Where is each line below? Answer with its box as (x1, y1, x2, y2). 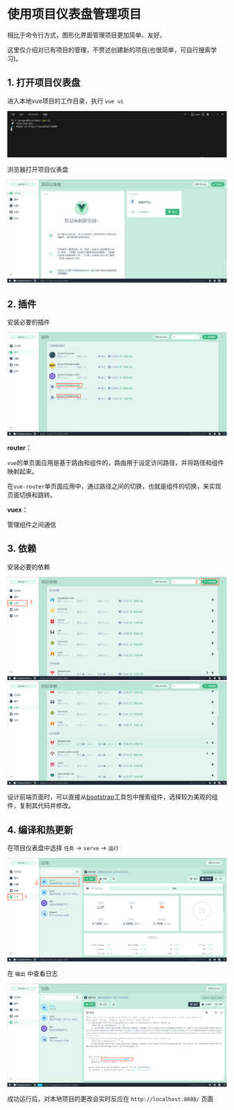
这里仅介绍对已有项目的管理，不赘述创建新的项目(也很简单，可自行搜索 (7, 45, 211, 54)
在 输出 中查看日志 (7, 969, 58, 977)
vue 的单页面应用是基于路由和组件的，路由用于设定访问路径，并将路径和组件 (7, 458, 224, 466)
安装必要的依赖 (7, 563, 50, 571)
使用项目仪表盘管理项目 (7, 6, 142, 22)
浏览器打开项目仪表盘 (7, 165, 68, 173)
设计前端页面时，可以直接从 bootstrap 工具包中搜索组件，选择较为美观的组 (7, 793, 218, 801)
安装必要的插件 (7, 318, 50, 327)
